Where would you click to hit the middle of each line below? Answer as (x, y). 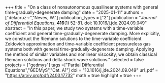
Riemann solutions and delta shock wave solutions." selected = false (75, 60)
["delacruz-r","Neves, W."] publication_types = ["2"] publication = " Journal (81, 18)
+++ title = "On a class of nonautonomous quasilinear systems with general (82, 7)
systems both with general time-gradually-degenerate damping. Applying (80, 49)
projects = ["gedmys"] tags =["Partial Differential (55, 65)
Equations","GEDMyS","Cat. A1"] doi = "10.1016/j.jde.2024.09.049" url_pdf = (82, 70)
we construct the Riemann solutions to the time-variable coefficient (73, 39)
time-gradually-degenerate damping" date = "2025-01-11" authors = (74, 12)
